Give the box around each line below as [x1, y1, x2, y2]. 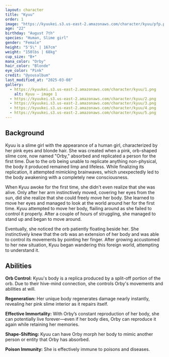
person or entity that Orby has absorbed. [5, 336, 90, 342]
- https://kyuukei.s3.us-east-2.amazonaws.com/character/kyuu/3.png [10, 101, 156, 106]
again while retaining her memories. [5, 321, 79, 327]
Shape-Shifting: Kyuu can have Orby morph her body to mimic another [5, 331, 153, 337]
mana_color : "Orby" [5, 59, 46, 64]
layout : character [5, 7, 44, 13]
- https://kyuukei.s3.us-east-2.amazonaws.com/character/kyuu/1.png [10, 86, 156, 92]
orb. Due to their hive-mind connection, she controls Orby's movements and [5, 280, 163, 287]
